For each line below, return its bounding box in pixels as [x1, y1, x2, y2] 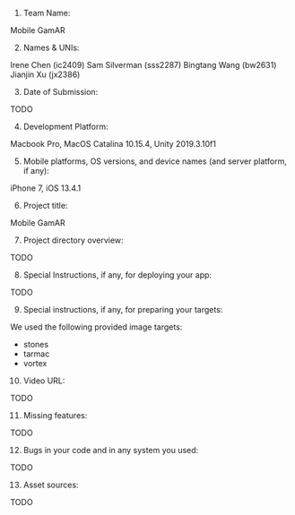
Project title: [22, 201, 68, 210]
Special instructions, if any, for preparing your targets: [22, 305, 223, 314]
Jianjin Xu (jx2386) [10, 69, 81, 80]
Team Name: [22, 8, 71, 18]
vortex [22, 358, 48, 368]
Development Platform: [22, 121, 108, 132]
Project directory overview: [22, 235, 124, 245]
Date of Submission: [22, 87, 99, 97]
